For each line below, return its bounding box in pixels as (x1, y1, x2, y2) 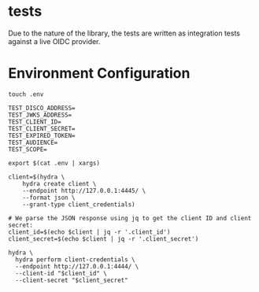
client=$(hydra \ (8, 172, 65, 181)
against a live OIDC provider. (8, 36, 101, 46)
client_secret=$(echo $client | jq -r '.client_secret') (8, 235, 199, 242)
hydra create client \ (22, 179, 97, 187)
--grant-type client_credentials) (22, 200, 135, 209)
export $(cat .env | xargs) (8, 159, 101, 167)
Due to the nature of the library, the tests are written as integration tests (8, 28, 240, 38)
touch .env (8, 90, 44, 98)
